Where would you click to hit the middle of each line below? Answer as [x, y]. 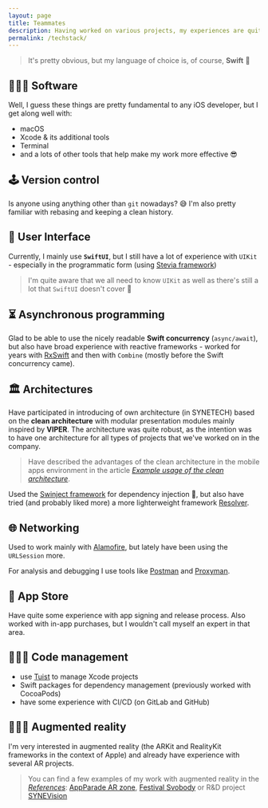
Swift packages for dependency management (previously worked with [135, 685]
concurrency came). [41, 363]
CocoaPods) [40, 693]
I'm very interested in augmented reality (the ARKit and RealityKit [115, 746]
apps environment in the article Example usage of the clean [126, 471]
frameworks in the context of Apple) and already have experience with [124, 755]
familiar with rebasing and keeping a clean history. [91, 211]
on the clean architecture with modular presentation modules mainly [122, 421]
